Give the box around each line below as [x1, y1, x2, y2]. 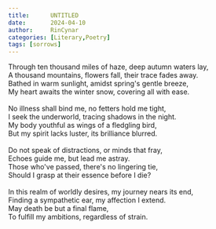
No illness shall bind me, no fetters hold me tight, [8, 104, 167, 114]
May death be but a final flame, [8, 204, 109, 213]
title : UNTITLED [8, 11, 79, 20]
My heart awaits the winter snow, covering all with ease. [8, 87, 190, 96]
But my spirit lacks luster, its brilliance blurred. [8, 129, 158, 138]
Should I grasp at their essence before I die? [8, 170, 152, 180]
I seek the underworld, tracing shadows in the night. [8, 112, 177, 122]
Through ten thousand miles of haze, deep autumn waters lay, [8, 62, 209, 71]
